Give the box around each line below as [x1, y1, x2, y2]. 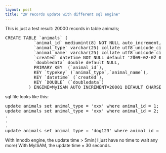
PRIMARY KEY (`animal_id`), [34, 65, 105, 70]
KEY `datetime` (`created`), [34, 75, 105, 80]
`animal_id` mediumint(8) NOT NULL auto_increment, [34, 40, 162, 45]
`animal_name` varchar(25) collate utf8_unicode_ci [34, 50, 162, 55]
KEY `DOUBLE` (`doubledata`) [34, 79, 105, 85]
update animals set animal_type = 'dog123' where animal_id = [5, 128, 159, 133]
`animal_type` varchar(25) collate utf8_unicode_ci [34, 45, 162, 50]
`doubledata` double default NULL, [34, 60, 120, 65]
